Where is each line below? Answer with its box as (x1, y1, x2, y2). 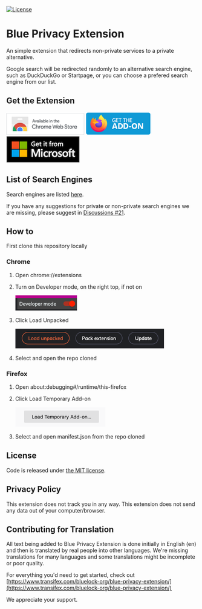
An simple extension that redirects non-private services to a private (6, 47, 174, 54)
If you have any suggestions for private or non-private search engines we (6, 202, 189, 209)
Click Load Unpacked (15, 316, 69, 324)
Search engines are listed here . (6, 190, 84, 198)
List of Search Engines (6, 175, 93, 185)
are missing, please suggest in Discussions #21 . (6, 209, 126, 216)
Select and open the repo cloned (15, 354, 97, 362)
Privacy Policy (6, 484, 62, 494)
